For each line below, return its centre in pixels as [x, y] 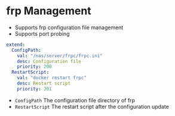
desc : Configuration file [49, 61]
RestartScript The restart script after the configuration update [92, 106]
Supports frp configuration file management [69, 27]
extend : [16, 45]
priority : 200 [34, 67]
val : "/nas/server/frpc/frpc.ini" [60, 56]
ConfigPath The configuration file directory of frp [75, 100]
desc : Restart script [44, 84]
